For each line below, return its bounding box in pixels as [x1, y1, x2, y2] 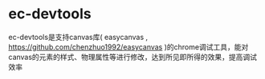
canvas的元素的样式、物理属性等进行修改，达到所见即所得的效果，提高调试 [8, 52, 258, 61]
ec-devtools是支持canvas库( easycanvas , [8, 32, 149, 41]
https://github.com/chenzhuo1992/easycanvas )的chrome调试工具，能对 [8, 41, 249, 52]
